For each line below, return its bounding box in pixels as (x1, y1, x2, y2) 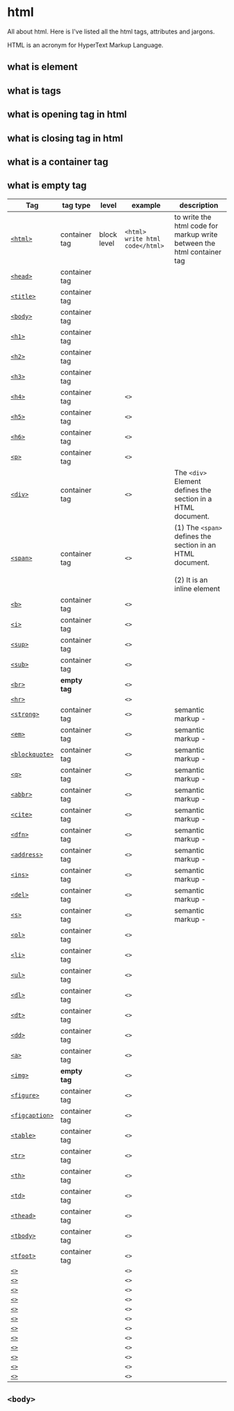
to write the (173, 212, 212, 222)
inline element (173, 583, 221, 593)
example (131, 200, 162, 210)
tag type (62, 200, 91, 210)
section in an (173, 540, 217, 550)
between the (173, 238, 216, 248)
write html (125, 234, 161, 243)
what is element (7, 61, 78, 73)
